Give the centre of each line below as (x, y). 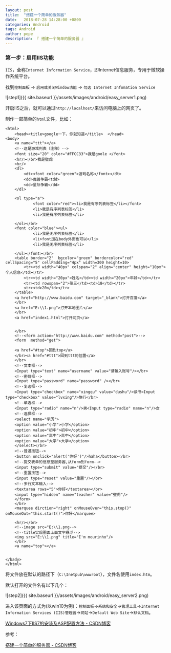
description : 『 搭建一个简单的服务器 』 (46, 39)
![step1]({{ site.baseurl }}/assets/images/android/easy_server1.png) (76, 98)
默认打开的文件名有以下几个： (37, 585)
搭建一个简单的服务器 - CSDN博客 (41, 645)
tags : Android (20, 29)
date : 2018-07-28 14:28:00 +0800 (43, 20)
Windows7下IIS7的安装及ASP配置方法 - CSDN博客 (58, 623)
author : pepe (19, 34)
